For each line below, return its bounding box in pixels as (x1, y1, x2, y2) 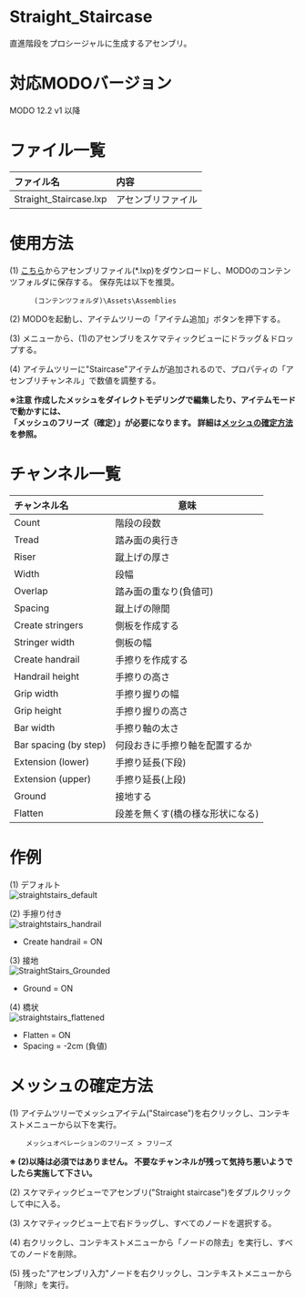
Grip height (14, 704, 62, 716)
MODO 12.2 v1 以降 (9, 105, 81, 116)
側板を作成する (115, 619, 179, 632)
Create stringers (14, 618, 84, 631)
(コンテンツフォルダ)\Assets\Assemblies (33, 296, 178, 305)
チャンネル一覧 (9, 463, 121, 484)
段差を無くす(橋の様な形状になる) (115, 807, 259, 819)
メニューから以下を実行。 (25, 1118, 121, 1129)
